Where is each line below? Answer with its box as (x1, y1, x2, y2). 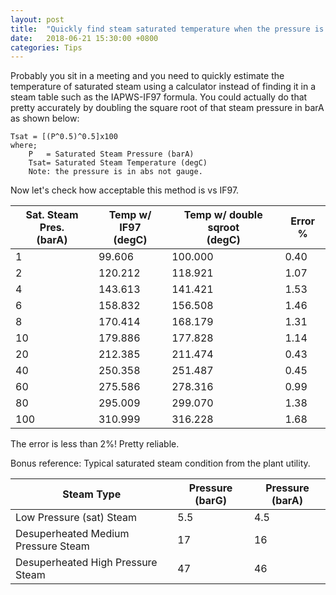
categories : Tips (10, 42, 83, 53)
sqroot (207, 221, 240, 235)
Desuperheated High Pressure (15, 556, 158, 570)
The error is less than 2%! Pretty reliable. (10, 438, 180, 450)
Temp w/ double (183, 208, 263, 222)
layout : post (10, 14, 65, 25)
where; (10, 141, 38, 151)
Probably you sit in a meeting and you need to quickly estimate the (10, 70, 285, 82)
